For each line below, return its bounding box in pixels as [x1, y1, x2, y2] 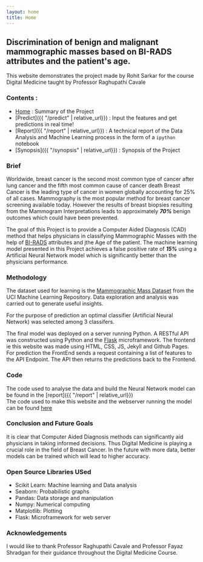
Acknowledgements [6, 529, 67, 538]
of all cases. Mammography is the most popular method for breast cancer [6, 194, 191, 202]
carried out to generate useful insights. [6, 300, 104, 307]
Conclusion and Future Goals [6, 419, 93, 428]
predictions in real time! [15, 120, 75, 128]
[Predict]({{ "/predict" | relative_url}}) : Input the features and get [15, 114, 177, 122]
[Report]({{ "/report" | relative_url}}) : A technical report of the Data [15, 127, 183, 134]
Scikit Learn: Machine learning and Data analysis [15, 481, 138, 489]
